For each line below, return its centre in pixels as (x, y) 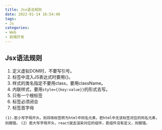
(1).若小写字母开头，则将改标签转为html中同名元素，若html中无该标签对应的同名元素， (82, 118)
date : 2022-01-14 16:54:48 (33, 14)
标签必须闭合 (25, 102)
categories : (17, 28)
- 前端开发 (15, 37)
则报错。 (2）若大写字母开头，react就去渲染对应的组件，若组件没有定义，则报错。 (77, 123)
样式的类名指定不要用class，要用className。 (59, 83)
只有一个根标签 (27, 95)
